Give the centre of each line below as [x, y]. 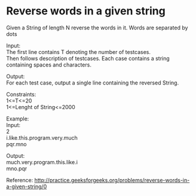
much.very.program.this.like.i [42, 162]
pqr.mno [16, 144]
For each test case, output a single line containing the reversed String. [93, 83]
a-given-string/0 [27, 186]
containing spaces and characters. [49, 65]
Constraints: [21, 94]
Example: [18, 119]
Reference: [20, 180]
